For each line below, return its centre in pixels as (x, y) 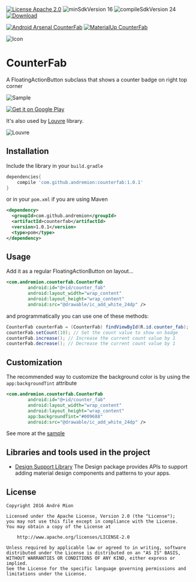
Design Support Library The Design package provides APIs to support (101, 467)
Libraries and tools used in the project (78, 452)
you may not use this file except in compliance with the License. (92, 521)
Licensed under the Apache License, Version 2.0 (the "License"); (91, 516)
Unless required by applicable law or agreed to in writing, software (96, 548)
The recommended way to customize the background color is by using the (98, 377)
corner (14, 86)
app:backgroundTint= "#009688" (65, 417)
